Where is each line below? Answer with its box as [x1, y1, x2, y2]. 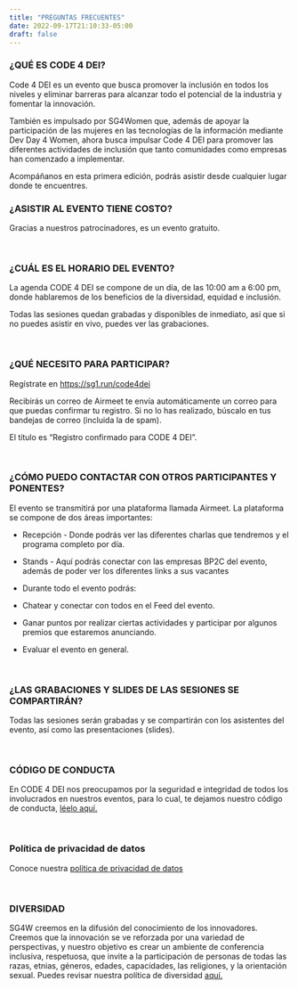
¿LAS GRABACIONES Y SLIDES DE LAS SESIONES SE [9, 683, 240, 696]
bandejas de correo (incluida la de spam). [9, 414, 162, 425]
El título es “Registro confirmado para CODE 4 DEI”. [9, 431, 197, 442]
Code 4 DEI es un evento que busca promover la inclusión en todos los [9, 79, 270, 90]
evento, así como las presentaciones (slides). [9, 724, 175, 735]
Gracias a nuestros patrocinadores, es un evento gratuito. [9, 222, 221, 233]
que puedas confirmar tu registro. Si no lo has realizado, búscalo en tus [9, 405, 271, 415]
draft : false [9, 29, 58, 38]
